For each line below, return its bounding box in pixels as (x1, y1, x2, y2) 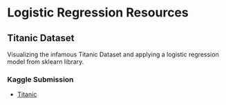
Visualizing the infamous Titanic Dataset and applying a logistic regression (7, 50, 219, 58)
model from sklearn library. (7, 58, 84, 66)
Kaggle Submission (7, 74, 74, 84)
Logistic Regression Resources (7, 5, 189, 21)
